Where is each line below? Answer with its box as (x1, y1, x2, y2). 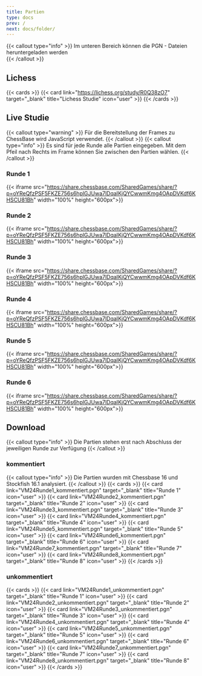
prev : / (6, 20, 26, 26)
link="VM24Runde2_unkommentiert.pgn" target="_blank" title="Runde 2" (6, 599, 189, 606)
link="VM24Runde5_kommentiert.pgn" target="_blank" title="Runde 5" (6, 525, 183, 533)
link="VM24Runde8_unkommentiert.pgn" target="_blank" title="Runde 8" (6, 657, 189, 665)
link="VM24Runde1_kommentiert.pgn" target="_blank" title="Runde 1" (6, 487, 181, 494)
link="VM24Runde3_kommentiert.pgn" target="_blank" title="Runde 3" (6, 506, 183, 513)
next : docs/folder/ (6, 25, 56, 32)
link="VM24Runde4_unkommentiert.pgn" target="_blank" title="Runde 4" (6, 619, 190, 626)
